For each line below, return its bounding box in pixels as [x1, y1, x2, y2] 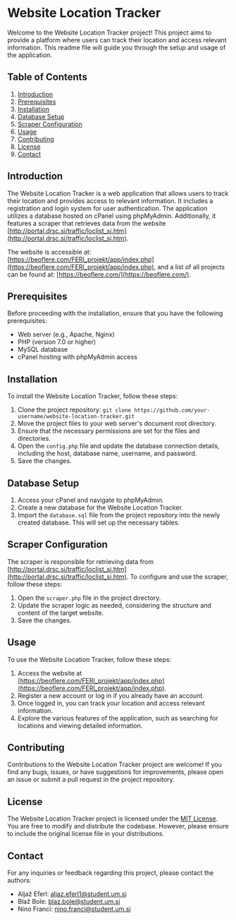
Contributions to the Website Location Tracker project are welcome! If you [7, 760, 222, 769]
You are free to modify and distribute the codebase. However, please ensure [7, 822, 229, 830]
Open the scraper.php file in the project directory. [17, 594, 161, 602]
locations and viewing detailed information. [17, 721, 143, 730]
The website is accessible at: [7, 247, 92, 256]
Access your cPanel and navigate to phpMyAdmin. [17, 496, 164, 504]
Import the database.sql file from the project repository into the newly [17, 511, 221, 519]
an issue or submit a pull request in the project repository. [7, 775, 175, 784]
